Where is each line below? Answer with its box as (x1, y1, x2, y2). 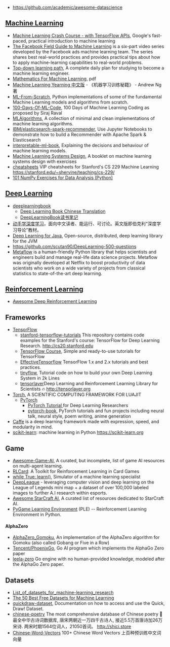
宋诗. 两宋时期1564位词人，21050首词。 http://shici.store (12, 624, 132, 630)
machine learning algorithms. (12, 120, 74, 126)
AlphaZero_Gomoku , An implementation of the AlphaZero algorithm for (12, 534, 160, 540)
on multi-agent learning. (12, 463, 63, 469)
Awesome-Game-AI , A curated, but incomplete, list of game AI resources (12, 458, 165, 464)
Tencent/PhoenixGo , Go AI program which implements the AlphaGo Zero (12, 545, 164, 551)
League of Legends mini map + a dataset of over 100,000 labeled (12, 485, 149, 491)
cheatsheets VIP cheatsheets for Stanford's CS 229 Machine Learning (12, 163, 159, 169)
